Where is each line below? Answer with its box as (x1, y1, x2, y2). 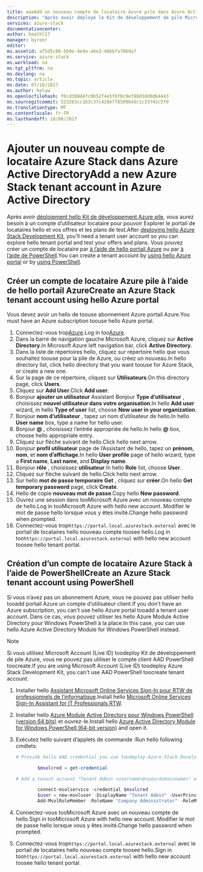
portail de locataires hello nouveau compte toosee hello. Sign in (15, 847, 172, 854)
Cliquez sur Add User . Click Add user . (15, 387, 110, 394)
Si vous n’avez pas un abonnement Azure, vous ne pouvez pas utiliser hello (7, 594, 194, 601)
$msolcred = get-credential (37, 765, 108, 771)
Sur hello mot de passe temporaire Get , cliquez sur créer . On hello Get (15, 477, 193, 484)
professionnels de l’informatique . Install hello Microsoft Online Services (15, 693, 192, 700)
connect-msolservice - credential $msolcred (37, 787, 148, 793)
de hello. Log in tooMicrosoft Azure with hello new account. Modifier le (15, 503, 190, 510)
